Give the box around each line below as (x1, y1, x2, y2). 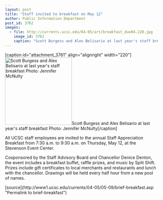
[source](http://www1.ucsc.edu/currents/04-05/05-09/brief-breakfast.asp (5, 185, 154, 190)
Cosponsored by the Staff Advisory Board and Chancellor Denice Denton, (5, 154, 152, 160)
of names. (5, 175, 25, 181)
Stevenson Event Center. (5, 145, 54, 151)
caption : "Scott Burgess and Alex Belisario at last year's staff (14, 39, 151, 44)
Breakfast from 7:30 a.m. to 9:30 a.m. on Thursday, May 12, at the (5, 140, 136, 146)
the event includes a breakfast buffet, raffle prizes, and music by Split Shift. (5, 159, 156, 165)
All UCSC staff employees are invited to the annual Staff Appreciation (5, 135, 144, 140)
